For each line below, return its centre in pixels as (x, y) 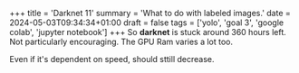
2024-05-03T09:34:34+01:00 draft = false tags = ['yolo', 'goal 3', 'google (146, 23)
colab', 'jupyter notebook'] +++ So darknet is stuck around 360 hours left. (148, 32)
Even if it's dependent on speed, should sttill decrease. (112, 59)
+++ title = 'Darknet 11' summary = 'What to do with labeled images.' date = (150, 13)
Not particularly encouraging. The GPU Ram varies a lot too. (121, 41)
